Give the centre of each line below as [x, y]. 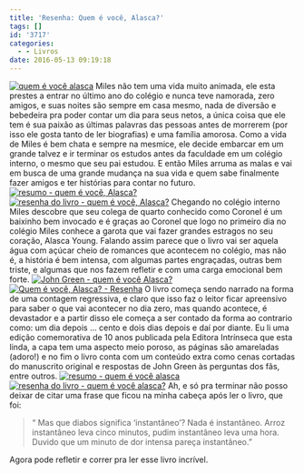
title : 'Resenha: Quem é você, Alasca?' [87, 18]
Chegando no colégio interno [226, 202]
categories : [32, 43]
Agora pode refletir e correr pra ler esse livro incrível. [109, 459]
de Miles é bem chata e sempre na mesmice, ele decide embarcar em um [147, 144]
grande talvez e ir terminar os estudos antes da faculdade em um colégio [146, 154]
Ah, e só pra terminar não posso [228, 386]
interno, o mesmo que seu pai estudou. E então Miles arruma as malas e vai [151, 163]
